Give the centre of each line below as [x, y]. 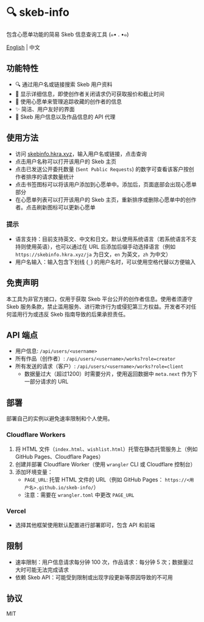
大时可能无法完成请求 [42, 569]
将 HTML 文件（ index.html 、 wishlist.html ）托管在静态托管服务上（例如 [106, 449]
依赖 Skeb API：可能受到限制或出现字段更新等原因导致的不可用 [94, 577]
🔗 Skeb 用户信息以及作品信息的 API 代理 [65, 117]
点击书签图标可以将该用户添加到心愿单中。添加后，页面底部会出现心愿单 [106, 184]
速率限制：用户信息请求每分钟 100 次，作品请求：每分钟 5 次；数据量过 [104, 562]
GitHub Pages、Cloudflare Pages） [59, 456]
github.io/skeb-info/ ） [69, 487]
